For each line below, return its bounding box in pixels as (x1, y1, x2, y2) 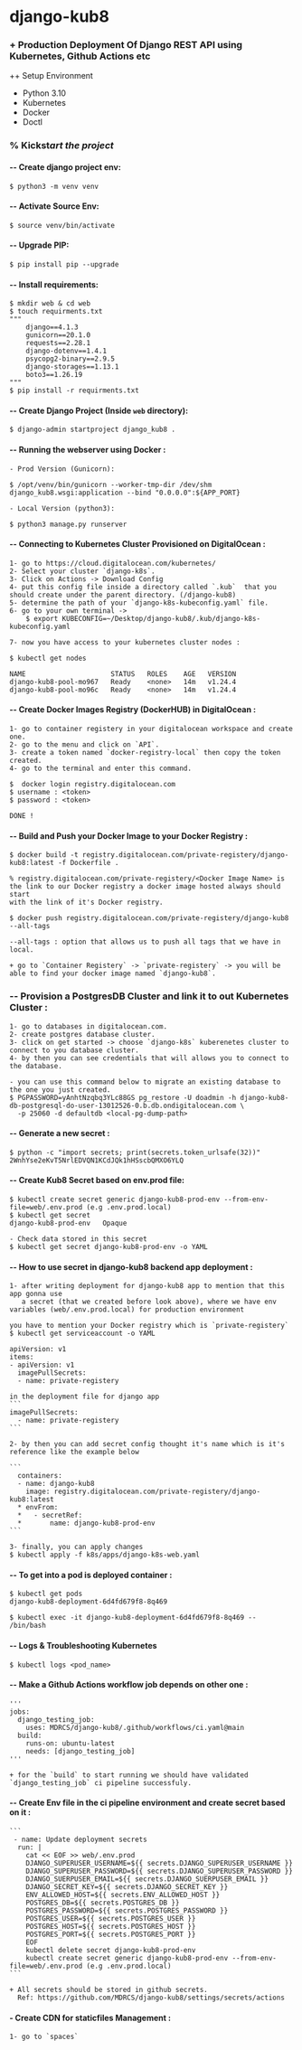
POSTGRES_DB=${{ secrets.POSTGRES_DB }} (25, 1898, 180, 1907)
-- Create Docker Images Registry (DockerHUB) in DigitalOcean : (9, 704, 256, 715)
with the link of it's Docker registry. (9, 898, 165, 907)
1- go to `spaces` (9, 2032, 79, 2042)
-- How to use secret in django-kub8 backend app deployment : (9, 1261, 253, 1272)
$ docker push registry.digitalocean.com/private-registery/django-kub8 (9, 914, 289, 923)
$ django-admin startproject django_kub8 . (9, 425, 176, 435)
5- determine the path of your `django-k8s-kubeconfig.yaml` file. (9, 598, 269, 607)
